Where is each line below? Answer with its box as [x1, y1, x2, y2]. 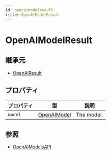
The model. [76, 111, 103, 118]
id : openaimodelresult [5, 7, 53, 13]
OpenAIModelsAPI [12, 144, 51, 150]
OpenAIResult [12, 70, 42, 76]
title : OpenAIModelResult [5, 12, 60, 17]
